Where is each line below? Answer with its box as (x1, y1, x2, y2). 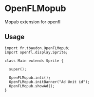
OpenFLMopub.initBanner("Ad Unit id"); (9, 79, 90, 84)
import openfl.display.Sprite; (4, 50, 68, 55)
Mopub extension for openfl (4, 19, 60, 25)
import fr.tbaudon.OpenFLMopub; (4, 45, 70, 51)
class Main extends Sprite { (4, 58, 64, 63)
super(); (9, 67, 27, 71)
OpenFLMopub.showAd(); (9, 83, 55, 88)
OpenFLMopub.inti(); (9, 75, 51, 80)
